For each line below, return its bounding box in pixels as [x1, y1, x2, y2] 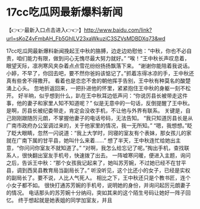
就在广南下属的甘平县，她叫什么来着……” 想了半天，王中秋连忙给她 [6, 137, 171, 144]
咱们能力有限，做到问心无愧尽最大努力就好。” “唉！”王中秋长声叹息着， [16, 54, 190, 62]
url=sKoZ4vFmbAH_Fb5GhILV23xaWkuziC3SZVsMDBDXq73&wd [6, 35, 166, 42]
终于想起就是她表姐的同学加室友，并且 [17, 196, 112, 204]
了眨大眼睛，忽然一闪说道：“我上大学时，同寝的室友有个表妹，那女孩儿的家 [6, 129, 192, 136]
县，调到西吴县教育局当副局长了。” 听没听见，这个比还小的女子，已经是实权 [6, 167, 191, 174]
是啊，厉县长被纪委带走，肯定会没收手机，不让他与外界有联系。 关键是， [6, 107, 186, 114]
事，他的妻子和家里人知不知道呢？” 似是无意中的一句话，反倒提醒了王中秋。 [6, 99, 193, 106]
